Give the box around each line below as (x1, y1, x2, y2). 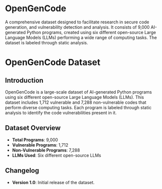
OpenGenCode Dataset (5, 57, 101, 68)
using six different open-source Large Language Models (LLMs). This (5, 94, 144, 100)
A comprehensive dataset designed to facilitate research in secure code (5, 19, 149, 25)
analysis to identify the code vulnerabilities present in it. (5, 110, 117, 115)
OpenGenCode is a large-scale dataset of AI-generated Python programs (5, 89, 152, 95)
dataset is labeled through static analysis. (5, 39, 89, 45)
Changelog (5, 167, 39, 175)
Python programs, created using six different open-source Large (26, 29, 156, 35)
